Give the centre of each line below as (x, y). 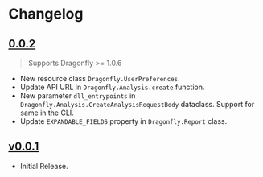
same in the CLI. (47, 113)
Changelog (46, 14)
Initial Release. (44, 166)
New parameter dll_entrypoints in (78, 96)
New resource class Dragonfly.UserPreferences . (100, 78)
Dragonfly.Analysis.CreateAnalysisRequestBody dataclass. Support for (137, 104)
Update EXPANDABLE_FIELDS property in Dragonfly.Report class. (123, 121)
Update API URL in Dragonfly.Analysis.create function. (112, 87)
